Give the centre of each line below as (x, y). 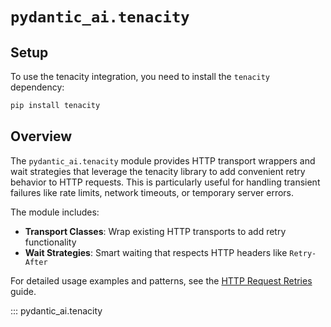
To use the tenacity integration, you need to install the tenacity (140, 76)
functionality (50, 242)
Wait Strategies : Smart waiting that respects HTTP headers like (156, 252)
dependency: (37, 87)
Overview (41, 136)
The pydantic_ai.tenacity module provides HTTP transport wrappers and (163, 160)
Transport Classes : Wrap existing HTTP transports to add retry (155, 231)
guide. (23, 291)
